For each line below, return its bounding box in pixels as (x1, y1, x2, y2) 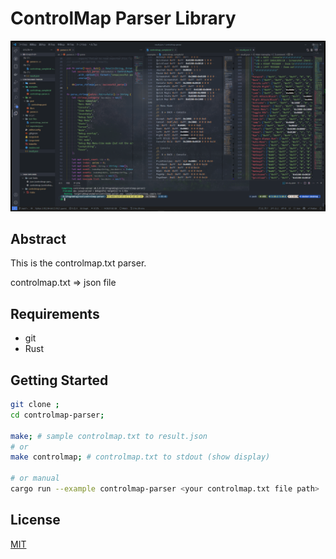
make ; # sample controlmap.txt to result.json (10, 431, 208, 441)
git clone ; (10, 400, 60, 410)
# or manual (10, 473, 60, 484)
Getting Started (10, 372, 109, 389)
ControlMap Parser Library (10, 7, 237, 30)
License (10, 512, 61, 529)
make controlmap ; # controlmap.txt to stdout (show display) (10, 452, 271, 462)
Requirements (10, 305, 100, 322)
